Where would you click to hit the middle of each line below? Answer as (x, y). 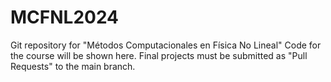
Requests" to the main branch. (73, 66)
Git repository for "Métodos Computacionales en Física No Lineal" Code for (166, 45)
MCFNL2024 (65, 17)
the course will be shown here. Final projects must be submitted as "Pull (159, 55)
